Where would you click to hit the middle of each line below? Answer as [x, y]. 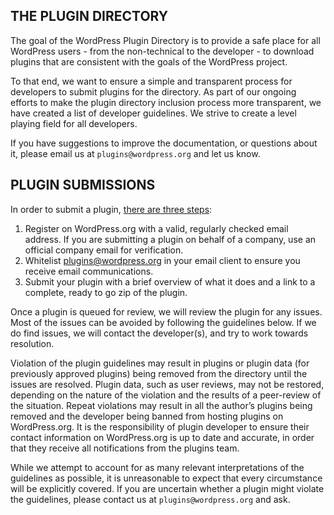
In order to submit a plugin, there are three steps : [111, 209]
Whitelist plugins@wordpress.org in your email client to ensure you [162, 260]
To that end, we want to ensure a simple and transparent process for [151, 81]
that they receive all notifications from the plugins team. [125, 448]
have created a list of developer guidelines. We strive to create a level [153, 113]
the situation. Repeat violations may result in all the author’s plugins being [161, 405]
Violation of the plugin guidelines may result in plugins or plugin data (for [160, 363]
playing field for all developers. [74, 123]
